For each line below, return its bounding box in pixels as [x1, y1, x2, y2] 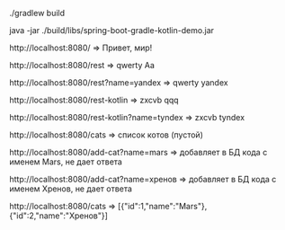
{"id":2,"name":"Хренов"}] [9, 210, 108, 221]
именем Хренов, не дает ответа [9, 183, 133, 194]
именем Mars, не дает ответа [9, 156, 123, 167]
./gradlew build [9, 8, 66, 18]
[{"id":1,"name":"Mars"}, [118, 201, 208, 211]
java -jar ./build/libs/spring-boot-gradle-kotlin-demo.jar [9, 25, 214, 35]
